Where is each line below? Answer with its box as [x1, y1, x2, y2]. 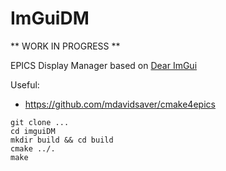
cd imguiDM [10, 126, 56, 136]
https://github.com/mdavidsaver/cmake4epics [24, 98, 216, 110]
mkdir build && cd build [10, 135, 114, 145]
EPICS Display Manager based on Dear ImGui [10, 59, 198, 71]
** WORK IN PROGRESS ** [10, 40, 121, 52]
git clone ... [10, 117, 70, 127]
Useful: [10, 78, 40, 91]
